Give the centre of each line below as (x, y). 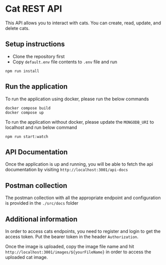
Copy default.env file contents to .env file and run (65, 62)
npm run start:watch (27, 137)
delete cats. (17, 28)
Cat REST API (34, 9)
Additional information (41, 219)
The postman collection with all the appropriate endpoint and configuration (83, 198)
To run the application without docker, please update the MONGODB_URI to (80, 122)
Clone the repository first (39, 56)
